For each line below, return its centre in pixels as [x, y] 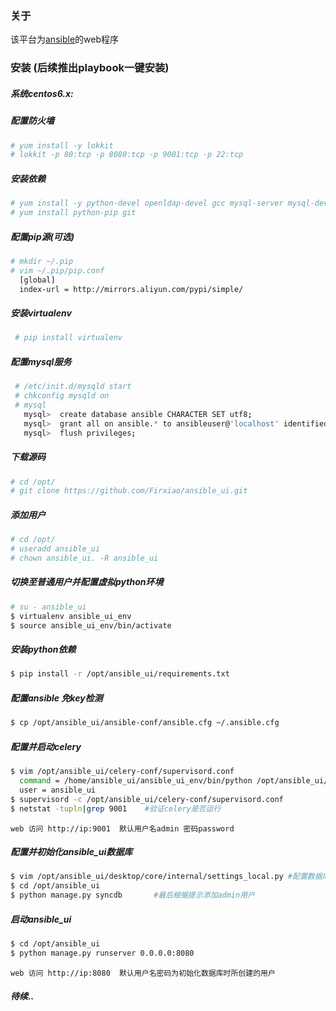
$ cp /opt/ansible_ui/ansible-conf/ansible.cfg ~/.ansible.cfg [145, 723]
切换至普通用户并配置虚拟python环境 [87, 582]
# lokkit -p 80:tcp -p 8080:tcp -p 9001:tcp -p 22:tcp [127, 155]
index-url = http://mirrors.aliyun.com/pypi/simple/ [131, 289]
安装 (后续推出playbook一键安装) [90, 68]
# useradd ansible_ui [55, 549]
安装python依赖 [43, 649]
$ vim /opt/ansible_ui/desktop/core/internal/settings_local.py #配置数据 [166, 877]
